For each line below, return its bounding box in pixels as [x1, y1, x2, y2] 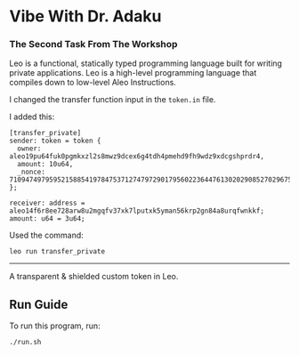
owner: [17, 144, 42, 153]
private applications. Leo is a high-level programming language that [9, 68, 257, 78]
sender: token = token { [9, 136, 101, 146]
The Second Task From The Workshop [9, 38, 178, 51]
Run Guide [9, 296, 69, 312]
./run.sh [9, 338, 42, 347]
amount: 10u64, [17, 160, 74, 169]
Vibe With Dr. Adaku [9, 6, 162, 27]
